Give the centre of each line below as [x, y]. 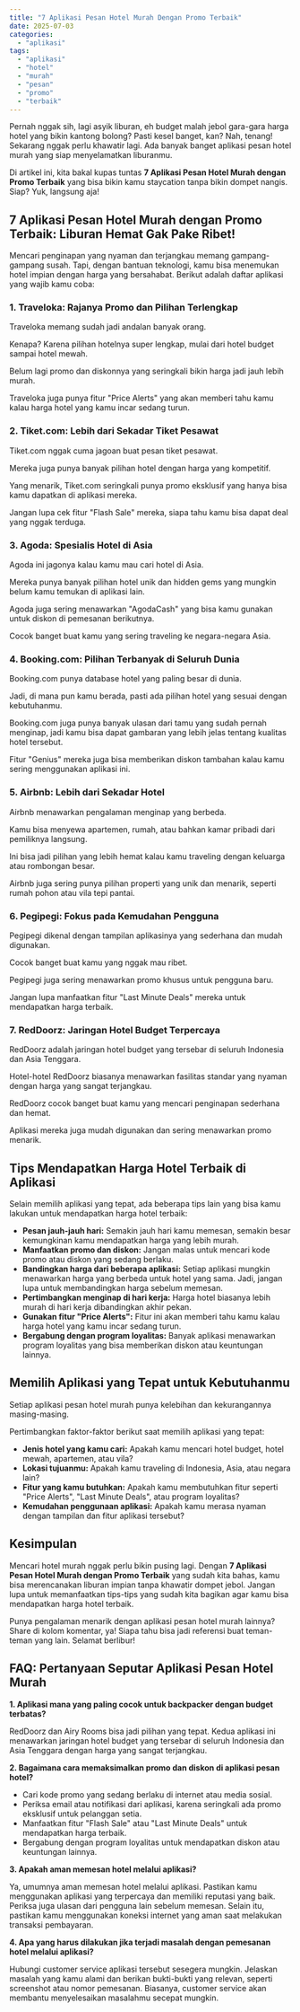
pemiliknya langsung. [48, 839]
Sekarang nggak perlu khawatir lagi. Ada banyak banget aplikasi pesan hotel [150, 145]
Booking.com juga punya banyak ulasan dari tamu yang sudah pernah [138, 723]
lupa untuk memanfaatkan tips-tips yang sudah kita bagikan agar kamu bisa [149, 1594]
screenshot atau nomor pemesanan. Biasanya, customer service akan [138, 1988]
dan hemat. [30, 1113]
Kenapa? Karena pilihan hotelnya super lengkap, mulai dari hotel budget [142, 344]
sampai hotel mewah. [48, 354]
